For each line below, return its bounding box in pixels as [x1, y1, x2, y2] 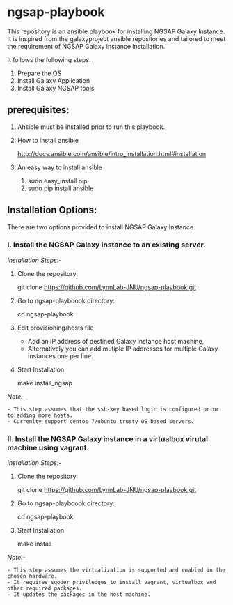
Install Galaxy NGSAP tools [17, 84, 95, 92]
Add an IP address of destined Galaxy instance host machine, [27, 337, 204, 345]
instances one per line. [27, 351, 93, 360]
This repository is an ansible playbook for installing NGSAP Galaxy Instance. [7, 27, 225, 36]
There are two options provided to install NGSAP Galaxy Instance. [7, 222, 196, 231]
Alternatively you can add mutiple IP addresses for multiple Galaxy [27, 344, 218, 353]
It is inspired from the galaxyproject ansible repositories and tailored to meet [7, 34, 226, 43]
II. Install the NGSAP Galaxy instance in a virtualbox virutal [7, 434, 209, 443]
